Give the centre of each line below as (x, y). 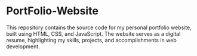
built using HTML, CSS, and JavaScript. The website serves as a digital (93, 33)
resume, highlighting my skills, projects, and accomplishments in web (92, 40)
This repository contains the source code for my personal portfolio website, (99, 27)
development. (23, 46)
